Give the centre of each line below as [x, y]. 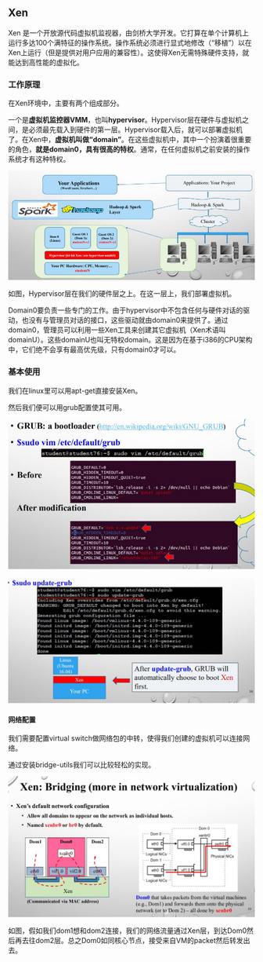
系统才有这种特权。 [39, 159]
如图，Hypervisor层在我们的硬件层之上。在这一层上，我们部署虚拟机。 [122, 294]
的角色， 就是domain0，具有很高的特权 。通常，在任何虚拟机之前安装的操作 [129, 149]
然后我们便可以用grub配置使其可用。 [67, 407]
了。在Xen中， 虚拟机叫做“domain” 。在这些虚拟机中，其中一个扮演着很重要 [130, 140]
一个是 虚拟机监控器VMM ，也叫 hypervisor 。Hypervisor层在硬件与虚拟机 [125, 120]
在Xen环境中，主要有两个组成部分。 [66, 103]
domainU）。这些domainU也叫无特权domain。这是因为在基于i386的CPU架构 [130, 340]
